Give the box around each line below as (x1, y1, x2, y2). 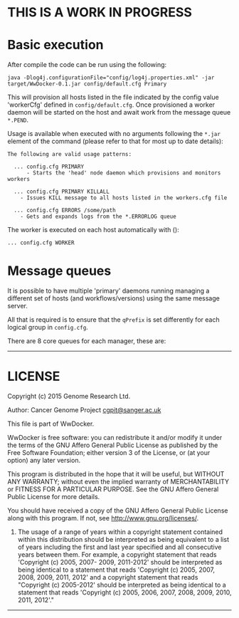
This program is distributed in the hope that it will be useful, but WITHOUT (7, 470, 225, 478)
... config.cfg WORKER (7, 239, 75, 246)
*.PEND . (7, 115, 28, 125)
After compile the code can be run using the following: (7, 61, 167, 69)
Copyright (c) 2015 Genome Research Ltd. (7, 392, 131, 400)
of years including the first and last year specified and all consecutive (17, 543, 222, 551)
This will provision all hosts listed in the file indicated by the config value (7, 93, 219, 102)
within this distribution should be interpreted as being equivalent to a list (17, 535, 230, 543)
